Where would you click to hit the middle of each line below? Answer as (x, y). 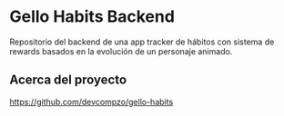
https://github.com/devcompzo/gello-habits (91, 101)
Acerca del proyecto (68, 80)
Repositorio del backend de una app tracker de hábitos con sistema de (142, 42)
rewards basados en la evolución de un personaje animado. (121, 51)
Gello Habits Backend (92, 17)
